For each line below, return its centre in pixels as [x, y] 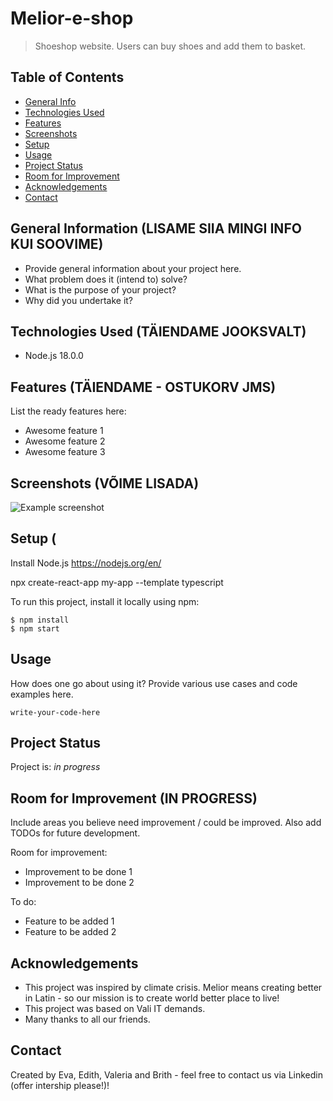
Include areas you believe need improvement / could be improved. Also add [166, 823]
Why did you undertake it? [79, 300]
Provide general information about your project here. [133, 268]
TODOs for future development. [75, 833]
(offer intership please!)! [60, 1085]
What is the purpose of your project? [100, 289]
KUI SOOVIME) [57, 244]
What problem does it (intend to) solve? [106, 279]
